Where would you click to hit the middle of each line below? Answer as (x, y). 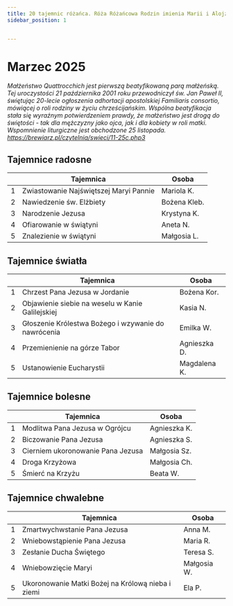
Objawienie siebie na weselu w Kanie (82, 303)
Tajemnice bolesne (49, 397)
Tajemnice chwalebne (56, 498)
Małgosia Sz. (171, 451)
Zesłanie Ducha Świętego (63, 552)
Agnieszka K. (171, 428)
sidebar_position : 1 (37, 20)
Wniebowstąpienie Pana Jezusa (74, 541)
